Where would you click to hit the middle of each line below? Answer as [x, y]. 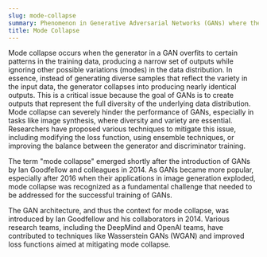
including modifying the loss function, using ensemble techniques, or [121, 138]
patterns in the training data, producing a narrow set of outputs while [121, 61]
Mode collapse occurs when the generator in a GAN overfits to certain [123, 53]
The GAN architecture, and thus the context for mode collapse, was [118, 211]
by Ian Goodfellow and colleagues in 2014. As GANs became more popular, [131, 170]
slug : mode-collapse [43, 16]
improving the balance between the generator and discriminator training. [127, 146]
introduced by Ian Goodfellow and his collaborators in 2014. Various [119, 219]
